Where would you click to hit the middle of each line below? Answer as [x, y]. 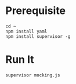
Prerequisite [36, 11]
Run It [20, 60]
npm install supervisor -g [38, 36]
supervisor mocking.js [33, 75]
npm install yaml [26, 31]
